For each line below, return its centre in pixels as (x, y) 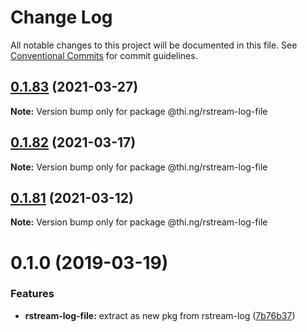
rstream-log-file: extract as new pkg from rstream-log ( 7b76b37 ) (160, 315)
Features (32, 294)
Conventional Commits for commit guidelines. (104, 55)
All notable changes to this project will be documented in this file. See (154, 45)
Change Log (61, 17)
